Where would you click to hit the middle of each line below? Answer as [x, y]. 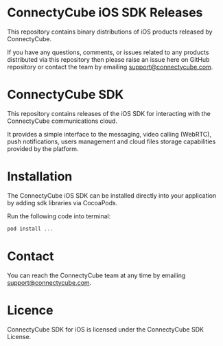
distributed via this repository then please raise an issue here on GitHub [108, 59]
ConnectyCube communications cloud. [62, 121]
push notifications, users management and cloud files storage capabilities [111, 141]
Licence [30, 310]
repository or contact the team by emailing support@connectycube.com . [110, 67]
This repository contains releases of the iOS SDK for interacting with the [109, 113]
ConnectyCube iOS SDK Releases [105, 13]
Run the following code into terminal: [59, 216]
